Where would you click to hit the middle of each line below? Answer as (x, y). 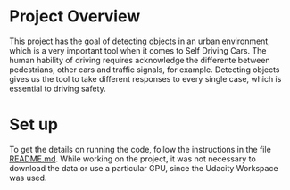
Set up (33, 124)
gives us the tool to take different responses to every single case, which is (145, 78)
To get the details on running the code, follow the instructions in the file (141, 149)
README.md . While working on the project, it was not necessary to (133, 159)
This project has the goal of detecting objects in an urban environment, (140, 41)
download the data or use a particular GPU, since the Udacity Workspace (144, 168)
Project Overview (75, 17)
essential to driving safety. (58, 88)
